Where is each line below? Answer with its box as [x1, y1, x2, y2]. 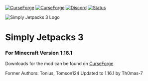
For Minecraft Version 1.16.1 [5, 50, 73, 57]
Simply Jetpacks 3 [5, 32, 84, 43]
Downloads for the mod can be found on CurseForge [5, 61, 114, 67]
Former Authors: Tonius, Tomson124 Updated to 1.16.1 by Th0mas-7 [5, 70, 143, 77]
